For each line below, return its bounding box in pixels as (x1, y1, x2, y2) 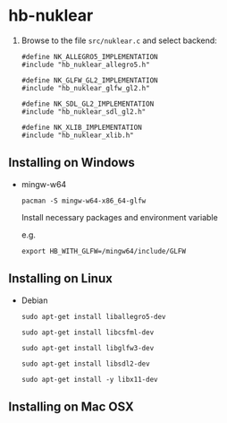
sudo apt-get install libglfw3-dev (21, 343, 155, 352)
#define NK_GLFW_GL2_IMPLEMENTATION (21, 75, 158, 85)
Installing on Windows (8, 155, 136, 170)
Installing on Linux (8, 271, 113, 287)
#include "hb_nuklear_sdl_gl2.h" (21, 107, 147, 117)
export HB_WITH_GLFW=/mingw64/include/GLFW (21, 246, 187, 255)
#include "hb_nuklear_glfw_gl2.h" (21, 83, 150, 92)
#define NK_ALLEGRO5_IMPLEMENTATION (21, 52, 158, 61)
